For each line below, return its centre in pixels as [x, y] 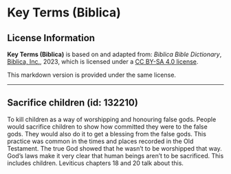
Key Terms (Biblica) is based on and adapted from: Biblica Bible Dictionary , [114, 54]
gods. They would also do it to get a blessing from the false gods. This [107, 134]
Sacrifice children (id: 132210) [73, 103]
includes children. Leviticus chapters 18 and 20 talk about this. [96, 163]
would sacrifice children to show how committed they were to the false [107, 126]
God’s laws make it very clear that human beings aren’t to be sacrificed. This [115, 156]
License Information [51, 38]
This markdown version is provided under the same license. [92, 75]
